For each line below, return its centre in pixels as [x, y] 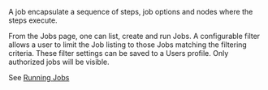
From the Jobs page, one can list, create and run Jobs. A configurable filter [134, 36]
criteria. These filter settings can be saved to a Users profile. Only [119, 53]
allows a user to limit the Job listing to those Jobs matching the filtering [128, 45]
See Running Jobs [39, 77]
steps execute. [33, 20]
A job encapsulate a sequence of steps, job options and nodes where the [131, 12]
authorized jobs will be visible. [59, 62]
